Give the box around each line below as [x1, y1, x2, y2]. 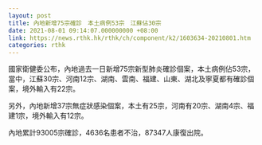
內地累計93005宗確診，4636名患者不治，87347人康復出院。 [8, 128, 209, 138]
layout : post [8, 11, 52, 20]
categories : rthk [8, 41, 66, 49]
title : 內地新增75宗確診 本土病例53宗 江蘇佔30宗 [8, 19, 162, 27]
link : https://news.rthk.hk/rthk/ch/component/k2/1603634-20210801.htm [8, 33, 251, 42]
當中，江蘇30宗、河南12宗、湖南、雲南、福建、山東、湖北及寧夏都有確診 [8, 74, 248, 84]
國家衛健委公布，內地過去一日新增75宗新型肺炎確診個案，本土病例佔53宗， [8, 65, 256, 74]
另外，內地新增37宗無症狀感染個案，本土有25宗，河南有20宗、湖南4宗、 [8, 101, 248, 111]
